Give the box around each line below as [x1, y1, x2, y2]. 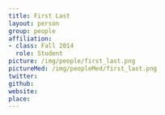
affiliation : [8, 34, 53, 43]
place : [8, 95, 31, 103]
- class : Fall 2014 [8, 42, 74, 50]
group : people [8, 27, 57, 35]
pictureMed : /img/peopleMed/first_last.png [8, 65, 158, 73]
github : [8, 79, 35, 87]
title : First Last [8, 11, 70, 20]
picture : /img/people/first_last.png [8, 57, 136, 66]
